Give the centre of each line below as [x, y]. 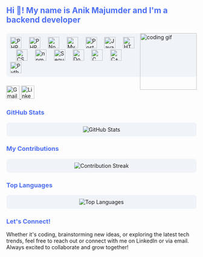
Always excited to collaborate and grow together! [67, 247]
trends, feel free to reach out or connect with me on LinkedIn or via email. [98, 241]
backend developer [43, 20]
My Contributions [33, 149]
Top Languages [30, 185]
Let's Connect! [28, 221]
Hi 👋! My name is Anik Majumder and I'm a [87, 11]
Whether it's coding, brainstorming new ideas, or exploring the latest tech [98, 235]
